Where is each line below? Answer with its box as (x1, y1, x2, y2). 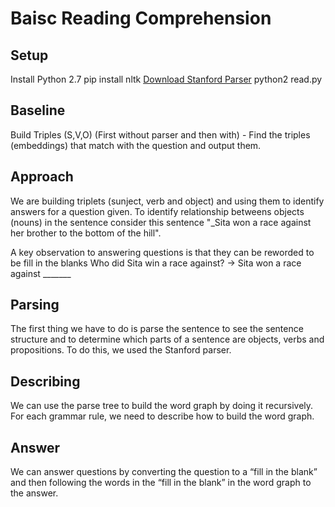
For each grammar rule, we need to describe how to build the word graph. (10, 410, 315, 422)
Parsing (10, 297, 60, 314)
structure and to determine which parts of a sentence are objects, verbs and (10, 333, 325, 346)
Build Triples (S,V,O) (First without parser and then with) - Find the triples (10, 128, 311, 141)
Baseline (10, 102, 66, 119)
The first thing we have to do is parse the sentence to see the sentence (10, 323, 304, 335)
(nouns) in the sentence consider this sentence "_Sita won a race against (10, 216, 312, 228)
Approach (10, 168, 74, 186)
